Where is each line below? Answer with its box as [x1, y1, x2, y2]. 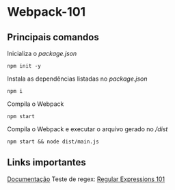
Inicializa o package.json [7, 49, 77, 57]
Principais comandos [7, 31, 99, 43]
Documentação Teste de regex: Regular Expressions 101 [7, 175, 165, 183]
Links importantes [7, 157, 87, 168]
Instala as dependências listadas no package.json [7, 74, 148, 83]
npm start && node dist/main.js [7, 138, 99, 145]
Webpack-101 [7, 4, 86, 20]
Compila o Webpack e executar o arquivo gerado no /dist [7, 125, 168, 133]
